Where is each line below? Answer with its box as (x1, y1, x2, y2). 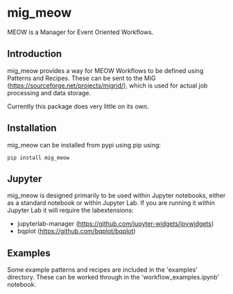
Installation (7, 122, 57, 134)
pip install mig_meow (7, 154, 70, 161)
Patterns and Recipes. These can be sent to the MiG (7, 74, 156, 82)
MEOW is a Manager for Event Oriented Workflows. (7, 28, 154, 36)
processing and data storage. (7, 88, 92, 97)
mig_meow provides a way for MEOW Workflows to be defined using (7, 66, 204, 74)
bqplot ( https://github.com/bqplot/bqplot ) (17, 227, 137, 236)
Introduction (7, 48, 62, 60)
